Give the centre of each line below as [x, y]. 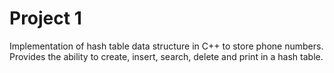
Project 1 [45, 18]
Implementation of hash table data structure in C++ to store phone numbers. [166, 46]
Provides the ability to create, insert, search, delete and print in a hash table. [166, 56]
